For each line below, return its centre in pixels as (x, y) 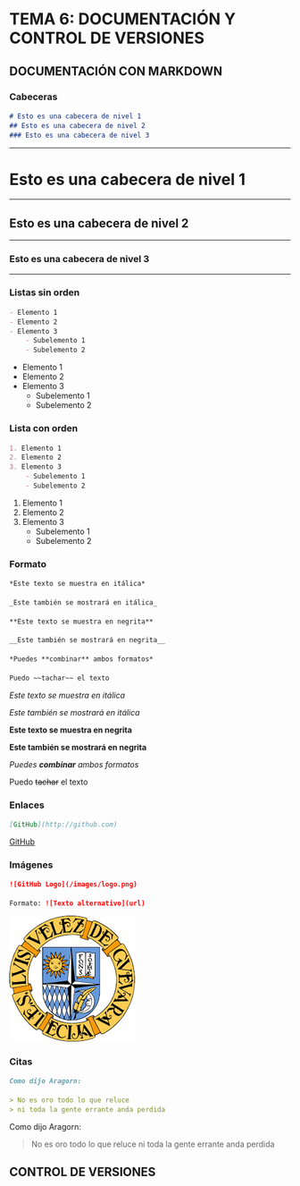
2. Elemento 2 (36, 457)
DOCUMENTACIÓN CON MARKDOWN (116, 71)
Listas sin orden (45, 292)
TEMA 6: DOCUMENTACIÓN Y (123, 19)
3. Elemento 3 (36, 467)
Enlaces (27, 805)
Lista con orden (44, 428)
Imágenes (31, 865)
